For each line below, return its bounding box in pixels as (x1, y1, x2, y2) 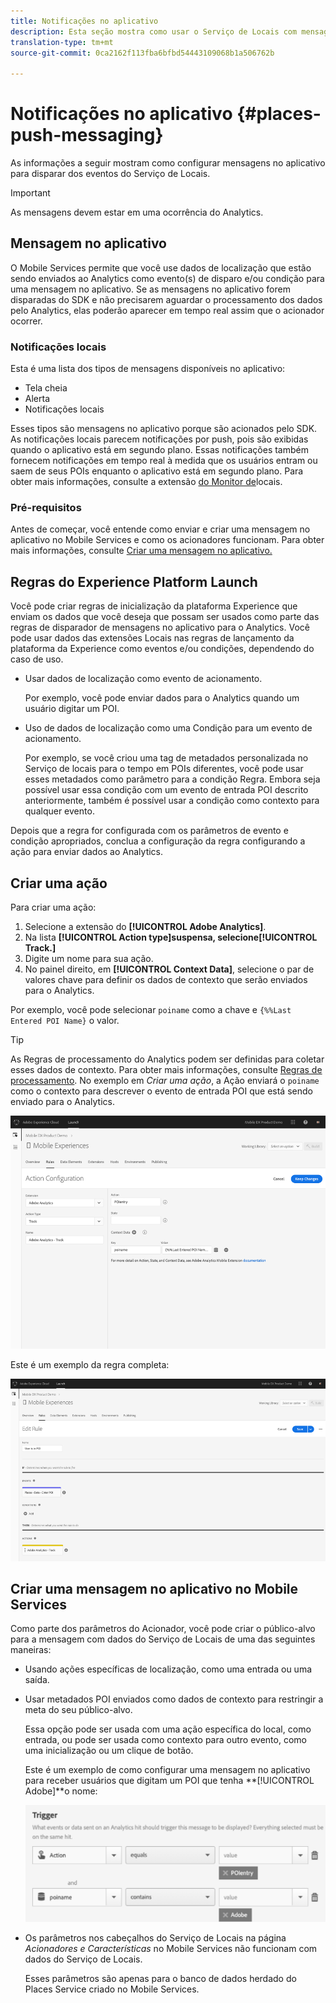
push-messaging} (10, 124, 164, 147)
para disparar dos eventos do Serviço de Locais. (10, 168, 211, 180)
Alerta (24, 393, 51, 405)
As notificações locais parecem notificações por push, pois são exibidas (10, 433, 309, 445)
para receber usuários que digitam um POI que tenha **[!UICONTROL (24, 1775, 315, 1787)
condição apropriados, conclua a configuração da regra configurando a (10, 835, 306, 847)
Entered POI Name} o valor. (10, 1015, 120, 1027)
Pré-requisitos (10, 501, 82, 515)
